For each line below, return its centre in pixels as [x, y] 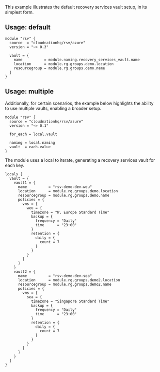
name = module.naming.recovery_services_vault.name [77, 60]
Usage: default [28, 27]
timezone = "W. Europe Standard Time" [70, 212]
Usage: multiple [30, 92]
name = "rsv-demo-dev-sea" [55, 276]
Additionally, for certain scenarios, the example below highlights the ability [79, 103]
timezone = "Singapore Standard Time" [70, 301]
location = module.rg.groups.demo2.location [69, 280]
